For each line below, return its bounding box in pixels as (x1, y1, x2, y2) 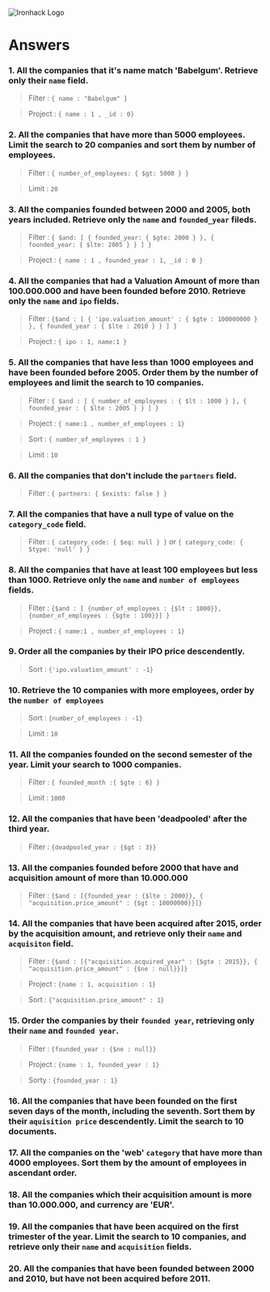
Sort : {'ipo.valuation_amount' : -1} (27, 664, 154, 674)
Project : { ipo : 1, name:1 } (27, 337, 128, 346)
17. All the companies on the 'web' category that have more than (8, 1147, 263, 1158)
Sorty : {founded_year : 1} (27, 1075, 119, 1085)
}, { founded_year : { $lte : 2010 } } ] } (27, 322, 178, 331)
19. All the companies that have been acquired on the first (8, 1221, 239, 1232)
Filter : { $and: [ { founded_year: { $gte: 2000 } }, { (27, 232, 214, 242)
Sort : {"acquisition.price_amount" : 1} (27, 995, 165, 1005)
